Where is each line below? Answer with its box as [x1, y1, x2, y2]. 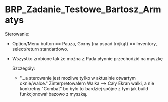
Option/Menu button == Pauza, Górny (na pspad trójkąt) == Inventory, [12, 40, 157, 46]
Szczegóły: [12, 65, 36, 71]
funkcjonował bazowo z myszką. [19, 91, 88, 97]
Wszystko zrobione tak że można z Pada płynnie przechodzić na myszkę [12, 55, 163, 61]
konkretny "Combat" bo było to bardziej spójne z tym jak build [19, 85, 149, 91]
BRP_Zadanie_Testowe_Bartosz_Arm [5, 4, 161, 15]
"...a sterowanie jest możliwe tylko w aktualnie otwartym [19, 75, 136, 81]
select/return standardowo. [12, 46, 69, 52]
